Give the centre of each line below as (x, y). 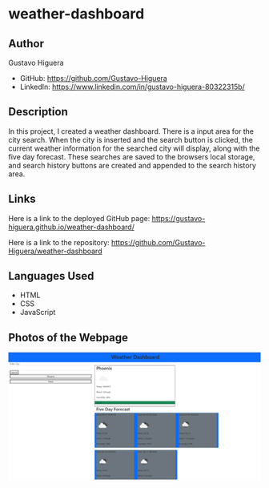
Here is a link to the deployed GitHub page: (79, 218)
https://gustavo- (179, 218)
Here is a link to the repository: (59, 242)
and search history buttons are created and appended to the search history (132, 165)
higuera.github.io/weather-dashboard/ (71, 227)
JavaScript (38, 313)
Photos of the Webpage (68, 337)
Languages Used (51, 276)
